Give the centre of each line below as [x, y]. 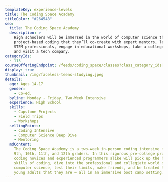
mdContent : [21, 144]
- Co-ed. [23, 93]
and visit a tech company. [42, 51]
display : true [20, 70]
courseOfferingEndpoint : [31, 65]
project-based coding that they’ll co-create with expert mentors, [86, 42]
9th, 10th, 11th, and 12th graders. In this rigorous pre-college [85, 154]
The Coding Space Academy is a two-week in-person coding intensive [87, 149]
